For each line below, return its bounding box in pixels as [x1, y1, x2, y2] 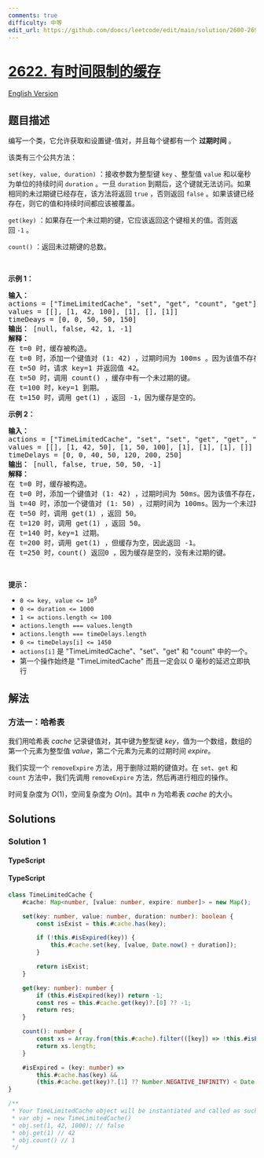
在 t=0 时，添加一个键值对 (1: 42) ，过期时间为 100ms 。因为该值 [8, 354, 240, 363]
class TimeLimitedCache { [8, 891, 93, 899]
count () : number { [22, 1028, 82, 1035]
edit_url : [8, 26, 41, 34]
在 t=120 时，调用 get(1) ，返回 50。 [8, 519, 145, 528]
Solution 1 [8, 836, 46, 847]
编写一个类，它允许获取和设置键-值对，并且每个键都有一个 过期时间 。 [8, 136, 236, 145]
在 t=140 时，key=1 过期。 [8, 529, 104, 538]
